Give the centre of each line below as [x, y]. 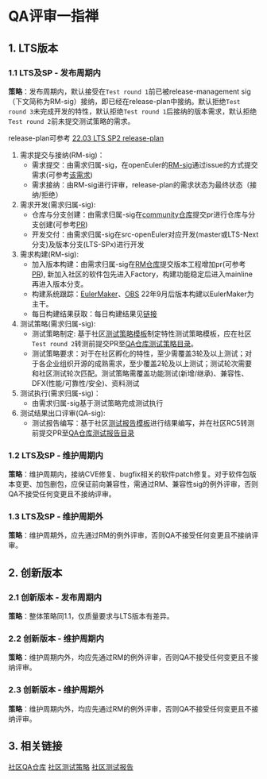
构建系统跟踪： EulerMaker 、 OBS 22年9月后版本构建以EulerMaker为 [143, 294]
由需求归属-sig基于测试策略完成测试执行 [97, 403]
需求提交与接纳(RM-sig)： [62, 155]
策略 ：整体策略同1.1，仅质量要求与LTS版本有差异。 [91, 616]
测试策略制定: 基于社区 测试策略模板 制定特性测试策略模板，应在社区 [141, 334]
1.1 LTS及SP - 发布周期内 [55, 72]
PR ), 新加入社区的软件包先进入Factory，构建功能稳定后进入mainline [142, 274]
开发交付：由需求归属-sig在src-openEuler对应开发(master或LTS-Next [145, 234]
